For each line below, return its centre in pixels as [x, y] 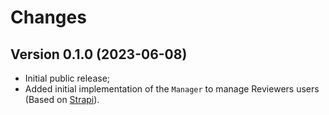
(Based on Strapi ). [62, 99]
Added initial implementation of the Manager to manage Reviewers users [172, 89]
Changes [48, 17]
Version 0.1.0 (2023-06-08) [99, 54]
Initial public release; [67, 78]
